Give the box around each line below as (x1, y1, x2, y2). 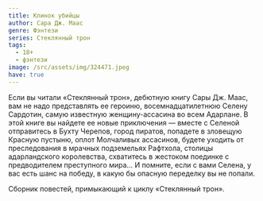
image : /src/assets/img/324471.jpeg (8, 64, 130, 72)
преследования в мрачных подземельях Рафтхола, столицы (8, 143, 214, 153)
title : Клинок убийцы (8, 11, 80, 20)
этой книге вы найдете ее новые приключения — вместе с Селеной (8, 118, 240, 127)
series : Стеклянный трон (8, 33, 91, 42)
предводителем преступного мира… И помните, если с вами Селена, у (8, 160, 252, 169)
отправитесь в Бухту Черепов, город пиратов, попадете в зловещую (8, 126, 242, 136)
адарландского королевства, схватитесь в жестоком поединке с (8, 152, 230, 161)
